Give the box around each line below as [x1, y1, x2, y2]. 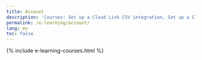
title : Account [6, 8, 44, 15]
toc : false [6, 31, 34, 37]
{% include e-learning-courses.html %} [6, 47, 104, 54]
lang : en [6, 25, 28, 31]
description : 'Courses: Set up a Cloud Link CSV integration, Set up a [6, 14, 189, 20]
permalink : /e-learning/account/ [6, 20, 90, 26]
